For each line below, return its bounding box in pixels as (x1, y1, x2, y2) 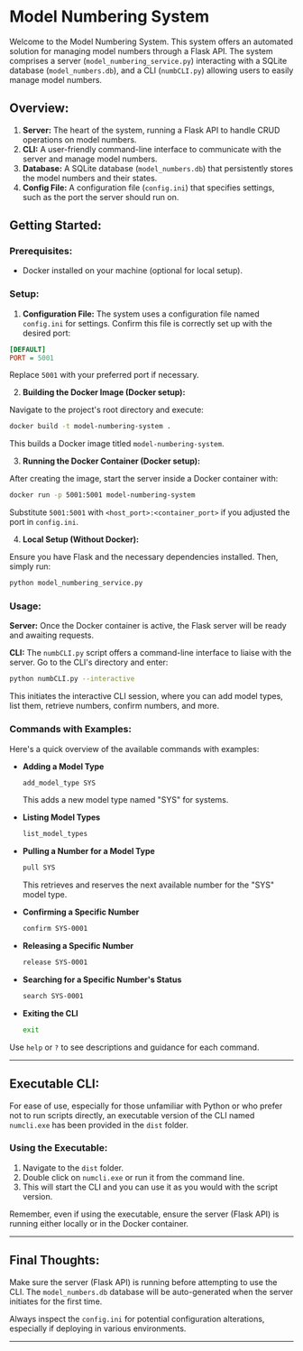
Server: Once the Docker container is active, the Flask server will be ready (9, 620, 287, 631)
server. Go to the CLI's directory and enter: (9, 657, 169, 668)
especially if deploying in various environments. (9, 1323, 187, 1334)
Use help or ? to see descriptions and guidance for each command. (9, 1042, 260, 1052)
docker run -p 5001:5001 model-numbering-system (9, 491, 196, 500)
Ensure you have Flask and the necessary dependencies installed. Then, (9, 552, 279, 563)
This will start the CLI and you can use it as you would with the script (22, 1181, 278, 1192)
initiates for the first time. (9, 1296, 103, 1307)
